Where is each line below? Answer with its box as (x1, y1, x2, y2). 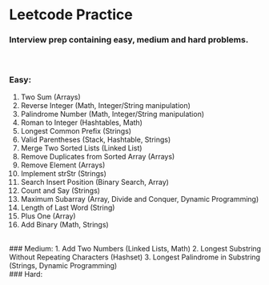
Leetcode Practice (9, 6, 133, 24)
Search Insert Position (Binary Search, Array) (20, 178, 169, 187)
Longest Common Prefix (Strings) (20, 126, 131, 135)
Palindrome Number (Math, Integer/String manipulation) (20, 110, 205, 118)
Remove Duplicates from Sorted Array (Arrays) (20, 152, 175, 161)
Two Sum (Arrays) (20, 92, 81, 102)
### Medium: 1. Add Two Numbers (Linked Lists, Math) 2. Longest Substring (9, 244, 262, 253)
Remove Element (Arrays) (20, 160, 106, 170)
